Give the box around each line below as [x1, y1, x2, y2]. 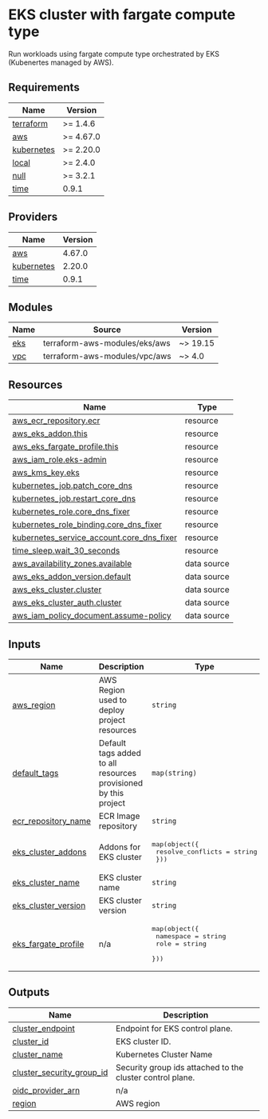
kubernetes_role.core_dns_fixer [12, 506, 130, 518]
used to [98, 694, 128, 705]
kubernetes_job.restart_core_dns [12, 494, 136, 505]
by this [98, 788, 124, 798]
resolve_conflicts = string [155, 848, 258, 856]
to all [98, 757, 117, 769]
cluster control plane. [115, 1072, 195, 1083]
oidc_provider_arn [12, 1085, 81, 1096]
